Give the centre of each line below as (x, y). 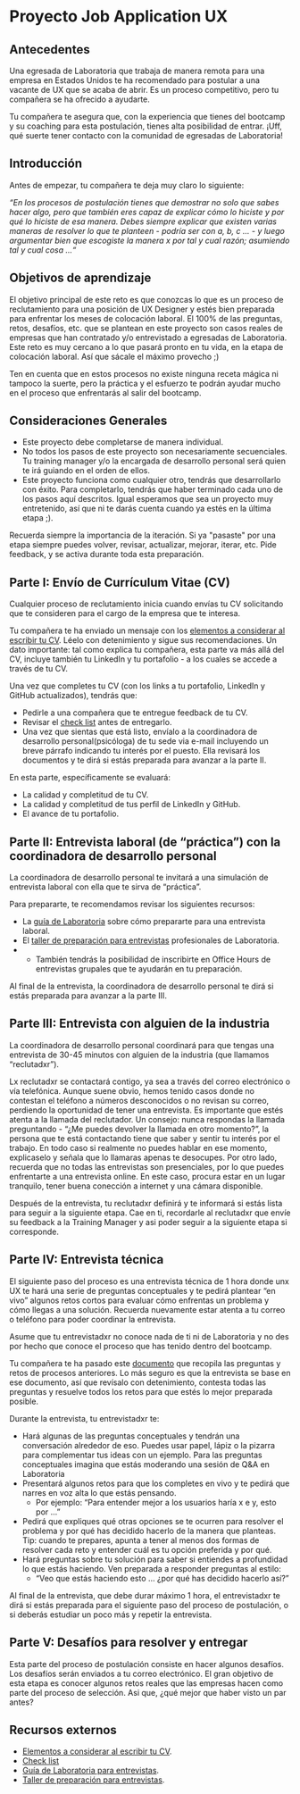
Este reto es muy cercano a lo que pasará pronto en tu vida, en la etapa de (146, 346)
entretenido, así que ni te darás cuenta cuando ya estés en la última (146, 509)
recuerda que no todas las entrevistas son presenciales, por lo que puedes (146, 1166)
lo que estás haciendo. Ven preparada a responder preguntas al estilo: (151, 1568)
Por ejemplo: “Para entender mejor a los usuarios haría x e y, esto (156, 1502)
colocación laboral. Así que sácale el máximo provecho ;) (114, 356)
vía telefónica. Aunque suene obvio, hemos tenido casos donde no (132, 1090)
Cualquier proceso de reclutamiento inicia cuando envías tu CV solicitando (146, 604)
